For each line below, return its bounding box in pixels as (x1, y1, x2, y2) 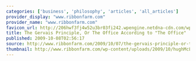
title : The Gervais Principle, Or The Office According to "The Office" (6, 30, 187, 36)
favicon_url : (6, 24, 38, 31)
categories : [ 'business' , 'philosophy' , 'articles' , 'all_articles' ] (6, 8, 179, 15)
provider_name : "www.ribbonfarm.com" (6, 19, 98, 25)
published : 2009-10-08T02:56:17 (6, 35, 85, 41)
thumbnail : (6, 46, 33, 52)
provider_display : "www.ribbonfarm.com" (6, 14, 106, 20)
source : (6, 41, 25, 47)
